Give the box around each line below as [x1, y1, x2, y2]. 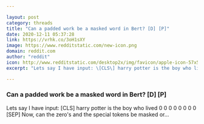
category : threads [6, 19, 53, 26]
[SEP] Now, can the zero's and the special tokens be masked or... [6, 111, 169, 118]
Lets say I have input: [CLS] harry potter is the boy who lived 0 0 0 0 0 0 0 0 [6, 104, 197, 111]
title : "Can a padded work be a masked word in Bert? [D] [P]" [6, 26, 170, 32]
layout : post [6, 14, 39, 20]
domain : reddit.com [6, 48, 56, 55]
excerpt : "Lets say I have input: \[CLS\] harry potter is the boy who [6, 65, 191, 71]
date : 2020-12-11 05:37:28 [6, 31, 75, 37]
